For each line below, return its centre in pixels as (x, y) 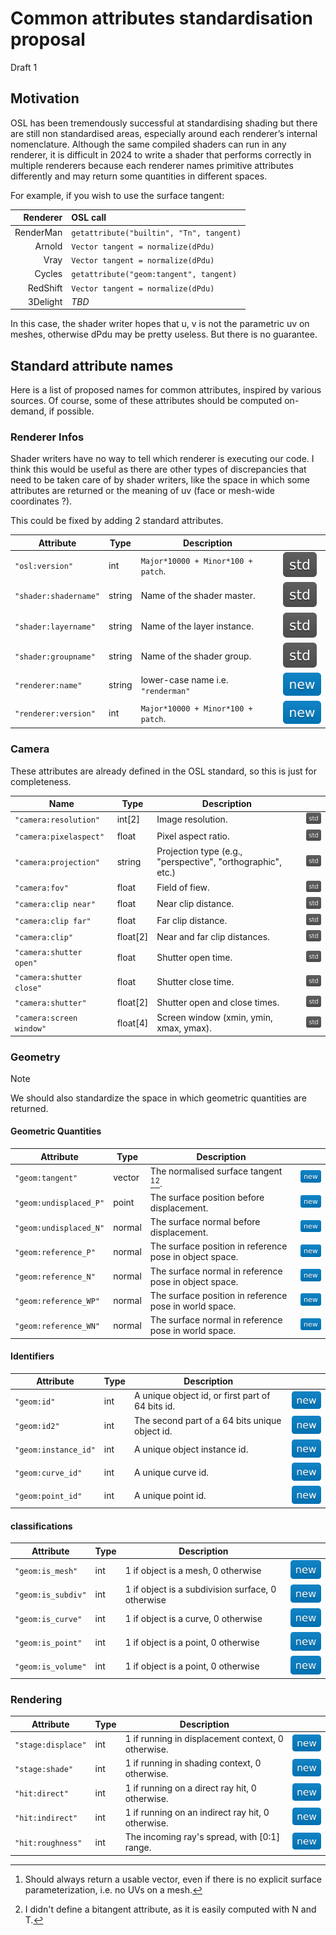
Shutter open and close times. (218, 1002)
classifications (41, 1526)
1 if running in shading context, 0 (193, 1763)
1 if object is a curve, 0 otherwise (193, 1618)
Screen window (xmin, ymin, (214, 1018)
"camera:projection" (57, 862)
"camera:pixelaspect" (59, 837)
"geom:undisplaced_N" (59, 1228)
